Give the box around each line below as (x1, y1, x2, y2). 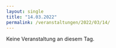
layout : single (6, 8, 44, 15)
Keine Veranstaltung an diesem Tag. (6, 36, 95, 43)
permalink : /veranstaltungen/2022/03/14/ (6, 19, 111, 25)
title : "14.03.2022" (6, 14, 58, 20)
